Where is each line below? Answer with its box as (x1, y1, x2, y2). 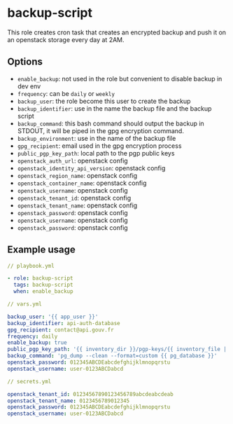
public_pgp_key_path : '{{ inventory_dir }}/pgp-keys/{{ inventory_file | (7, 346, 227, 353)
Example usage (7, 244, 76, 256)
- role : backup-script (7, 275, 73, 282)
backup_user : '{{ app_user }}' (7, 313, 99, 320)
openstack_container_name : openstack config (17, 179, 147, 187)
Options (7, 56, 43, 68)
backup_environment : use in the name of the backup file (17, 134, 176, 142)
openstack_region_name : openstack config (17, 171, 138, 179)
